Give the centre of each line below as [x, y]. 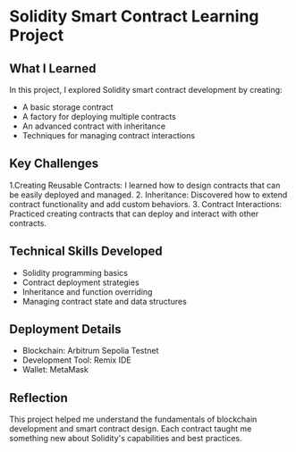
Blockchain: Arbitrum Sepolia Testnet [90, 351]
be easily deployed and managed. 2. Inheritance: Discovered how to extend [148, 195]
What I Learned [53, 68]
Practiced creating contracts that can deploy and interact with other [134, 213]
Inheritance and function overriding [87, 291]
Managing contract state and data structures [105, 301]
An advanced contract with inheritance [94, 126]
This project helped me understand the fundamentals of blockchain [133, 419]
